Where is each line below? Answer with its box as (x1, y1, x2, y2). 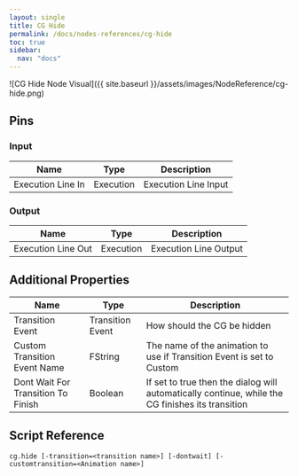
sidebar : (9, 46, 42, 55)
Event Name (13, 361, 65, 373)
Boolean (89, 386, 124, 399)
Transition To (13, 386, 68, 399)
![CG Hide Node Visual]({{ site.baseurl (9, 79, 149, 89)
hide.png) (9, 88, 44, 98)
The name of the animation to (145, 339, 269, 351)
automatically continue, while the (145, 386, 284, 399)
